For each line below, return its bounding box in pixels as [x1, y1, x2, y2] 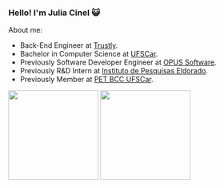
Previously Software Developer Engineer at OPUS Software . [19, 57, 218, 67]
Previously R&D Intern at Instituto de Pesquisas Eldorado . [19, 66, 208, 76]
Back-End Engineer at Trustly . [19, 41, 118, 50]
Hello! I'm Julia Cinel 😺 [8, 7, 101, 18]
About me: [8, 25, 42, 35]
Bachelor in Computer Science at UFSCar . [19, 49, 158, 59]
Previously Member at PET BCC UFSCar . [19, 75, 154, 84]
